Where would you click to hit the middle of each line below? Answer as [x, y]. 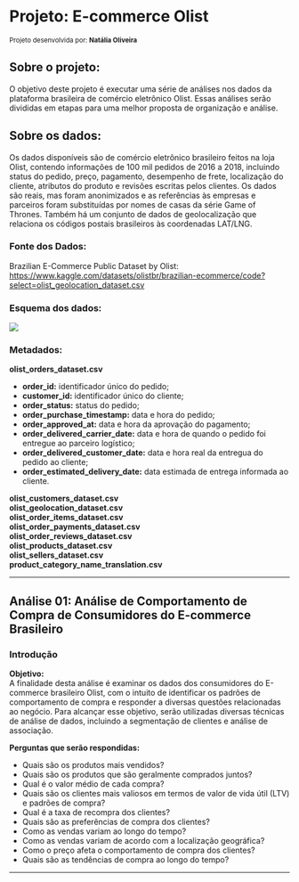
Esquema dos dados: [56, 307]
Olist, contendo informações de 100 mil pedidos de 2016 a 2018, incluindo [145, 167]
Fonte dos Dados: [48, 247]
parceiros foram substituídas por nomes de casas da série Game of [133, 204]
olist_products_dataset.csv [61, 546]
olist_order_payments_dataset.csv [75, 527]
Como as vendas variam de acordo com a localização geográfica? [143, 841]
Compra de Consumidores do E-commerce [130, 615]
